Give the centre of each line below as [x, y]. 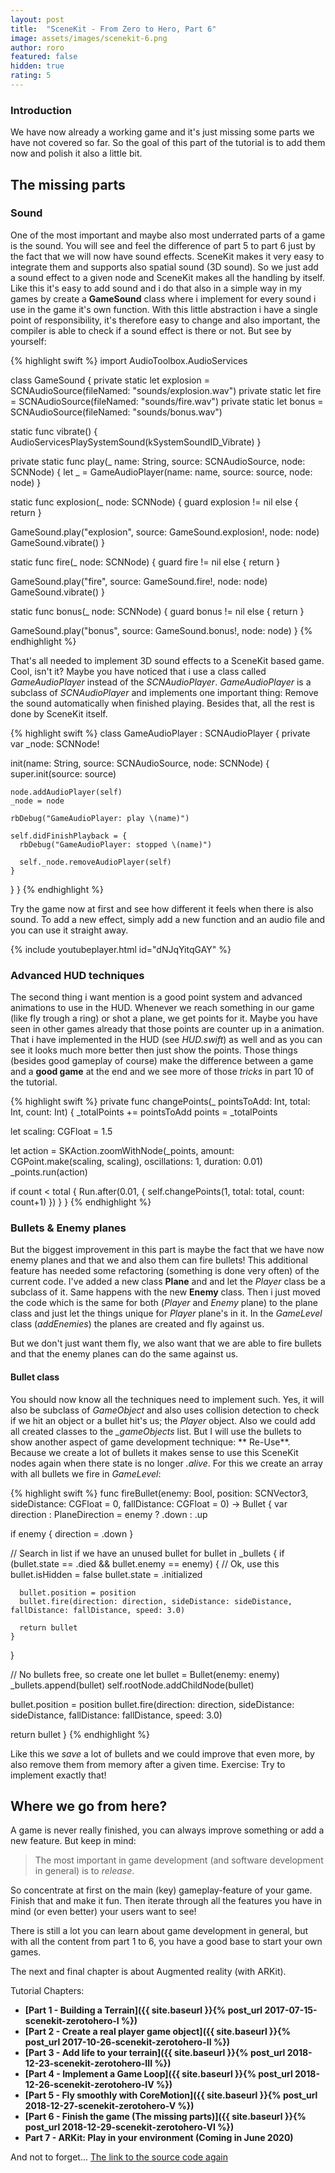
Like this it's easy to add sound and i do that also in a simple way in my [156, 288]
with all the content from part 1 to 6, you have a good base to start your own [166, 1942]
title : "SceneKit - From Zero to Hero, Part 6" [113, 29]
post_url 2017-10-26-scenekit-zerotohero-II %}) [127, 2042]
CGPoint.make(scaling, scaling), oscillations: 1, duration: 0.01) [136, 1162]
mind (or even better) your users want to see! [103, 1912]
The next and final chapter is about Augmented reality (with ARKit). [148, 1972]
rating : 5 [31, 76]
